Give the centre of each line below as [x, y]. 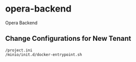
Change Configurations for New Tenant [68, 39]
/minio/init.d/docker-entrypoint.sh [44, 54]
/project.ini [19, 50]
